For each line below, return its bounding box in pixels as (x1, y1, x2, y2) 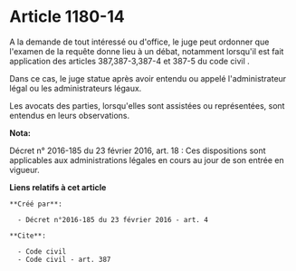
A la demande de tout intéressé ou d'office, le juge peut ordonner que (9, 36, 270, 47)
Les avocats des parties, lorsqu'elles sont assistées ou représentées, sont (9, 100, 285, 111)
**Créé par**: (9, 199, 63, 208)
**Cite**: (9, 231, 47, 240)
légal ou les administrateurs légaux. (9, 82, 142, 93)
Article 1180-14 (9, 6, 125, 27)
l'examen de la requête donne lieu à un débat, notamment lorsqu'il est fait (9, 45, 284, 56)
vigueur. (9, 164, 40, 175)
